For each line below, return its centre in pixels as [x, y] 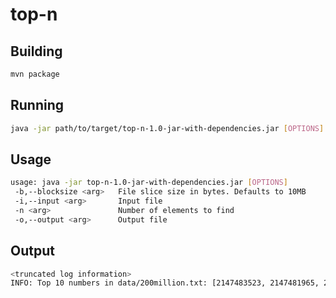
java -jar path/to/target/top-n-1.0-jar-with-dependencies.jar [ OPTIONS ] [167, 128]
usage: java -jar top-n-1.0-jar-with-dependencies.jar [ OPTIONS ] [149, 183]
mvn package [35, 74]
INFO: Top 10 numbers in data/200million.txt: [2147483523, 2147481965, [165, 283]
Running [37, 105]
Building [36, 51]
